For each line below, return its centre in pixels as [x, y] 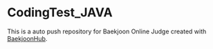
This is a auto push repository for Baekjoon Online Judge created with [107, 31]
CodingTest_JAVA [60, 13]
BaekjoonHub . [27, 38]
